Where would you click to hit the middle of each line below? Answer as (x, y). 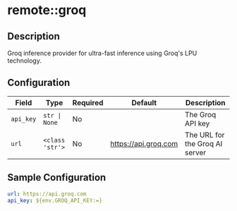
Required (88, 102)
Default (144, 102)
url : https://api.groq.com (47, 194)
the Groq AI (203, 143)
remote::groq (47, 10)
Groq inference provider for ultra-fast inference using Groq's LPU (102, 53)
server (195, 152)
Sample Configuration (57, 177)
